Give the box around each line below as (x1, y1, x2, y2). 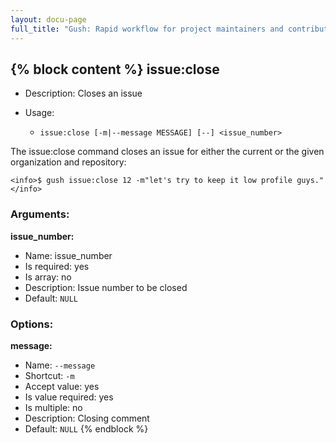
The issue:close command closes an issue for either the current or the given (10, 146, 325, 158)
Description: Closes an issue (24, 87, 143, 100)
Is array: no (24, 271, 72, 283)
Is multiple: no (24, 401, 83, 413)
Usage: (24, 107, 55, 119)
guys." (296, 176, 325, 186)
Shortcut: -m (24, 369, 75, 381)
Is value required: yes (24, 391, 114, 403)
